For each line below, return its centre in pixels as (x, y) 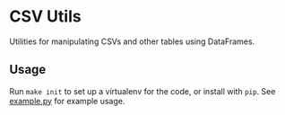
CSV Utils (46, 17)
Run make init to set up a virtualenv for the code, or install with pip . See (142, 91)
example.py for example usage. (67, 101)
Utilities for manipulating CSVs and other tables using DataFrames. (132, 41)
